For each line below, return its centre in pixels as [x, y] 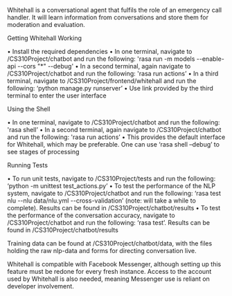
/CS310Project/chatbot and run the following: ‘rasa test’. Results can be [109, 223]
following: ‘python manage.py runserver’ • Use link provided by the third [110, 88]
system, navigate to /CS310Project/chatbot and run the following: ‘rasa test [114, 193]
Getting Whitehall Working [44, 38]
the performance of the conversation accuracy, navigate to [91, 215]
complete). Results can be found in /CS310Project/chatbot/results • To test [114, 208]
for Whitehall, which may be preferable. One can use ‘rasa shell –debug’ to [114, 144]
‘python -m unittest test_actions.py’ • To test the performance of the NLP [111, 186]
